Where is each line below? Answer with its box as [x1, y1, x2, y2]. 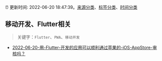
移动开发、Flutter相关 [5, 20, 71, 29]
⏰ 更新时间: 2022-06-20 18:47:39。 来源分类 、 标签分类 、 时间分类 [5, 4, 137, 10]
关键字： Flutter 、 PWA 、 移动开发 [17, 34, 80, 40]
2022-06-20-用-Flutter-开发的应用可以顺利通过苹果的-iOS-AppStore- [12, 44, 153, 50]
